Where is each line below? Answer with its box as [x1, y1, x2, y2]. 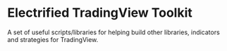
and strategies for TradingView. [7, 35, 99, 43]
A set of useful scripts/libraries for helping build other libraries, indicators [7, 28, 220, 36]
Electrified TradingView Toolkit [7, 5, 192, 21]
